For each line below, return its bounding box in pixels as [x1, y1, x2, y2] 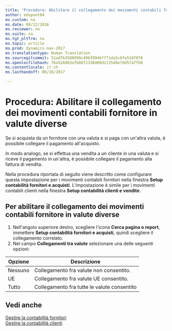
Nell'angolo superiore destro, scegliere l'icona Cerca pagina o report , [12, 224, 160, 230]
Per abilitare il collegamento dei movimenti [5, 202, 144, 211]
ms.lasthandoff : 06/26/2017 [5, 70, 66, 75]
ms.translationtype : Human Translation [5, 50, 91, 55]
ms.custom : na [5, 17, 36, 22]
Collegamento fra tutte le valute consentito [34, 283, 137, 290]
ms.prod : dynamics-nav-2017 [5, 46, 66, 51]
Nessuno [8, 266, 30, 274]
